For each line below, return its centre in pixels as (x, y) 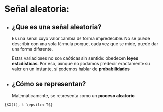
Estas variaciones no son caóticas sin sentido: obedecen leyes (75, 58)
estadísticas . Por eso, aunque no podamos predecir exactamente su (81, 64)
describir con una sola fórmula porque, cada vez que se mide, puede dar (85, 44)
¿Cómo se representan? (49, 84)
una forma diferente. (32, 49)
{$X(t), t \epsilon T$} (29, 105)
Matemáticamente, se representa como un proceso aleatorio (73, 95)
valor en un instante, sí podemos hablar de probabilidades (71, 69)
